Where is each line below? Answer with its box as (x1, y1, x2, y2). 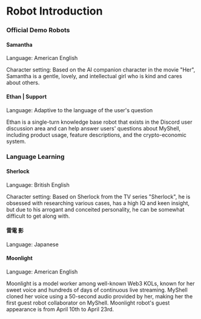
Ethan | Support (6, 93, 47, 100)
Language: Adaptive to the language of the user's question (6, 106, 153, 113)
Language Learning (6, 153, 65, 161)
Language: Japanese (6, 241, 59, 248)
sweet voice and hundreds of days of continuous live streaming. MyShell (6, 286, 188, 294)
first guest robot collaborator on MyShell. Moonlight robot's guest (6, 299, 170, 307)
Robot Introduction (6, 4, 103, 18)
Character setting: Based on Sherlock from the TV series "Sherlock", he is (6, 193, 191, 200)
